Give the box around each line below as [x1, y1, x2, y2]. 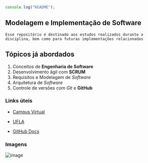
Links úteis [5, 97, 33, 104]
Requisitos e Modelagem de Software [12, 74, 91, 80]
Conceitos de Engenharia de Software [12, 63, 93, 69]
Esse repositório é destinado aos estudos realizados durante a [5, 32, 143, 37]
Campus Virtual [12, 109, 45, 115]
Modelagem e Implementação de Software [5, 19, 141, 27]
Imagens [5, 141, 27, 148]
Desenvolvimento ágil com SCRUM [12, 68, 86, 75]
